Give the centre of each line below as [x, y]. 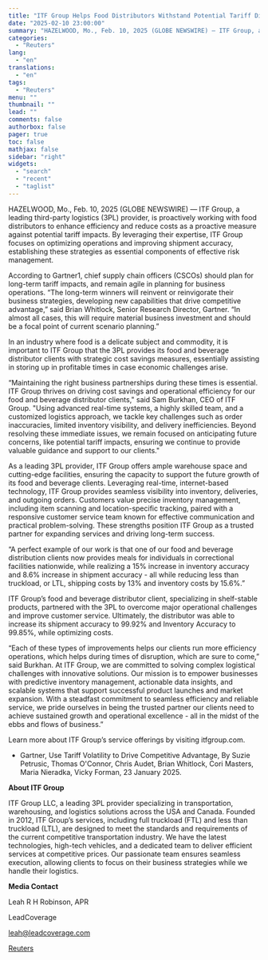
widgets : [23, 164]
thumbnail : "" [32, 105]
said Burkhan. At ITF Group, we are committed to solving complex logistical [132, 665]
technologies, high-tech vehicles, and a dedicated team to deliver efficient [130, 845]
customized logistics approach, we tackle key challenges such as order [126, 417]
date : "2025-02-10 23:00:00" [57, 23]
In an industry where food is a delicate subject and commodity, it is [118, 342]
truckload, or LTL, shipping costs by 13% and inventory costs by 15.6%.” [127, 583]
